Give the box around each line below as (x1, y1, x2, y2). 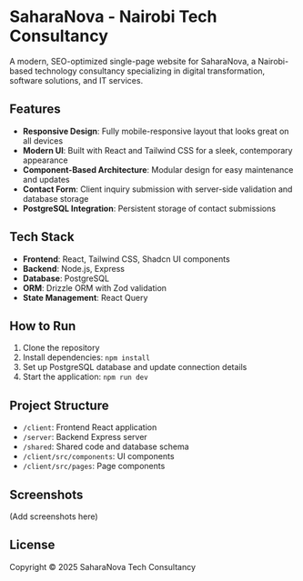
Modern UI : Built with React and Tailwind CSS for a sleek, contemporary (22, 145, 293, 155)
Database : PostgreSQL (22, 273, 110, 284)
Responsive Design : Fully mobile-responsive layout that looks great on (22, 125, 289, 136)
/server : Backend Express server (22, 432, 147, 443)
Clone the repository (22, 343, 100, 354)
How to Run (9, 318, 76, 334)
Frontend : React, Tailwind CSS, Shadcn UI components (22, 253, 230, 265)
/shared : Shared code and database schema (22, 441, 189, 452)
